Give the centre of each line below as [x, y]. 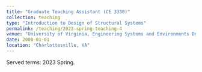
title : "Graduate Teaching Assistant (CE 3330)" [68, 12]
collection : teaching [33, 17]
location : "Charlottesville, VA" [48, 46]
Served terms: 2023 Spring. [41, 62]
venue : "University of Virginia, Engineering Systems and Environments [98, 34]
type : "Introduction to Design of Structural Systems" [76, 23]
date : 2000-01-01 [28, 40]
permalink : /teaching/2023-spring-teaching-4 [64, 28]
